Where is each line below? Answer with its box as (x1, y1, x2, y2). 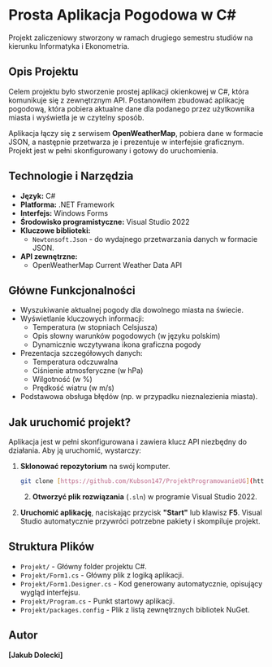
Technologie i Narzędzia (8, 169, 134, 183)
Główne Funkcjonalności (8, 283, 136, 297)
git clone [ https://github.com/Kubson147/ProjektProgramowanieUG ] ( (19, 477, 254, 485)
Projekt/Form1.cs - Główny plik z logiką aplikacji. (19, 570, 184, 580)
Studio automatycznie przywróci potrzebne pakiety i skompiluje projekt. (19, 516, 261, 526)
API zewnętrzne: (19, 251, 78, 261)
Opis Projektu (8, 65, 79, 79)
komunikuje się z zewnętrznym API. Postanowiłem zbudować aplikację (8, 95, 245, 105)
